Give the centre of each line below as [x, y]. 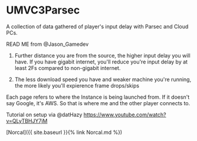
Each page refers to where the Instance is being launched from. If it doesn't [98, 97]
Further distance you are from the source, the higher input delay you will [102, 55]
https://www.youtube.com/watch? [125, 115]
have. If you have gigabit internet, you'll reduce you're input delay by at [101, 62]
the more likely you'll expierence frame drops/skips [77, 85]
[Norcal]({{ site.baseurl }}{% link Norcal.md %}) [64, 132]
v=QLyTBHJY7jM [27, 120]
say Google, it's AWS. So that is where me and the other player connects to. [98, 103]
